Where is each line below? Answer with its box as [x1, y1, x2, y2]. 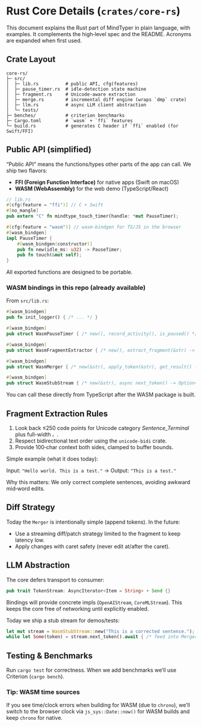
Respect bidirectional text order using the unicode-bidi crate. [14, 437, 167, 444]
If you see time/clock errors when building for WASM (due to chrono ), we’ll [6, 702, 191, 709]
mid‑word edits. [6, 485, 45, 492]
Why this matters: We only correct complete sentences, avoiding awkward [6, 479, 191, 486]
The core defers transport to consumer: [6, 576, 105, 583]
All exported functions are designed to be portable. [6, 269, 133, 276]
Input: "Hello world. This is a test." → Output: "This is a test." [6, 467, 177, 474]
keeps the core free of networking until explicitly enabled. [6, 605, 149, 612]
